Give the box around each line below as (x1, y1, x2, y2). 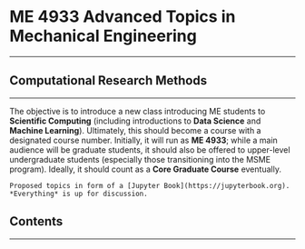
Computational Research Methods (9, 73, 207, 88)
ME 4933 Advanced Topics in (9, 6, 236, 27)
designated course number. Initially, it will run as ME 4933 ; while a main (9, 134, 279, 145)
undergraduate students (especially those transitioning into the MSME (9, 154, 271, 164)
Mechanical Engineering (9, 25, 197, 46)
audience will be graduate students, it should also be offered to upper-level (9, 144, 290, 155)
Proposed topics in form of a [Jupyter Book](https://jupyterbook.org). (9, 181, 290, 190)
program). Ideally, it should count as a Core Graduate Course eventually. (9, 164, 281, 174)
